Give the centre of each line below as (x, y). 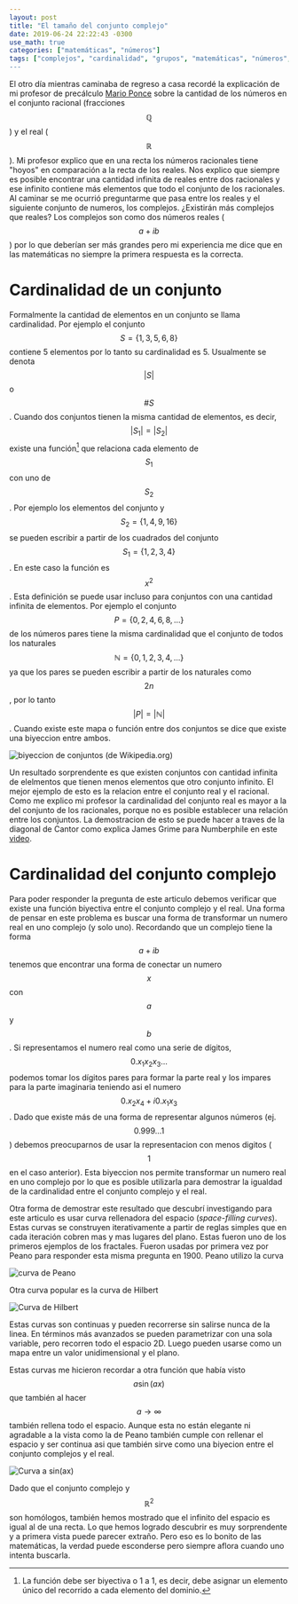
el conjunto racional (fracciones (67, 103)
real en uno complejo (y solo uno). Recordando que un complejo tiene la (141, 928)
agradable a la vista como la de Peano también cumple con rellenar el (136, 1434)
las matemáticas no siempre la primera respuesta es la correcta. (126, 254)
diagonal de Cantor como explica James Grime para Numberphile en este (143, 829)
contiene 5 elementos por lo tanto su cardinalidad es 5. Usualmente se (138, 352)
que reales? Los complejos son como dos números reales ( (117, 217)
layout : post (33, 17)
